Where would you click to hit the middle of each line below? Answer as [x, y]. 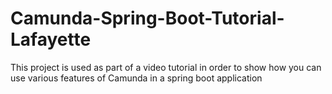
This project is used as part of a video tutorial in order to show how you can [166, 67]
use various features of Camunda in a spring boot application [136, 78]
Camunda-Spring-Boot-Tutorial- [147, 18]
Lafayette [51, 39]
